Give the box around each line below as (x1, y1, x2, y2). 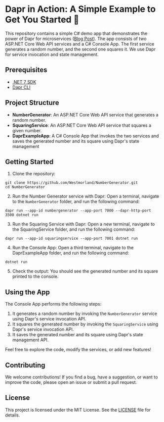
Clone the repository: (12, 171, 56, 177)
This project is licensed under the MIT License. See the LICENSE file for (5, 407, 151, 413)
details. (5, 412, 20, 418)
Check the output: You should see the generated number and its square (12, 268, 158, 274)
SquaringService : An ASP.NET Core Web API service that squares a (12, 122, 152, 128)
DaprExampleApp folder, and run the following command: (12, 250, 129, 256)
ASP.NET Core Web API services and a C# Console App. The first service (5, 41, 155, 47)
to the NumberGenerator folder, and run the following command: (12, 199, 140, 205)
